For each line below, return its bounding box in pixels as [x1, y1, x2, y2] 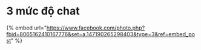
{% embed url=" [6, 24, 47, 31]
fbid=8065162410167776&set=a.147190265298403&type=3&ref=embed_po [6, 30, 196, 37]
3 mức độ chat [6, 4, 80, 18]
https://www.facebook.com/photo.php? [46, 24, 145, 31]
